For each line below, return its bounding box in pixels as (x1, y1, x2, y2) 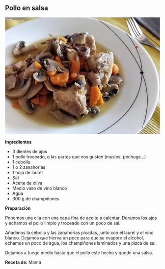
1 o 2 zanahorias (12, 164, 46, 170)
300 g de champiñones (12, 195, 60, 201)
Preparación (5, 205, 31, 211)
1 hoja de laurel (12, 169, 43, 175)
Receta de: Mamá (5, 259, 41, 265)
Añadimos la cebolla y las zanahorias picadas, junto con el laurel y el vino (5, 230, 154, 235)
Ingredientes (5, 139, 32, 145)
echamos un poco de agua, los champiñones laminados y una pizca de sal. (5, 240, 157, 246)
